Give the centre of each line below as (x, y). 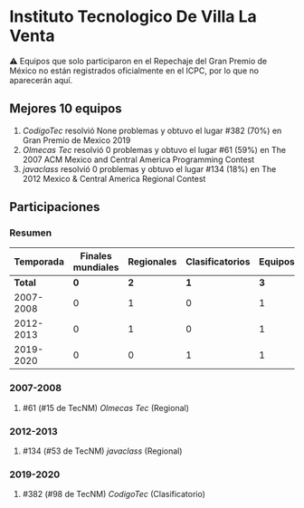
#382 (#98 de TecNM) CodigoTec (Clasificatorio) (114, 494)
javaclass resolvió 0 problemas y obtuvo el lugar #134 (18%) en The (149, 168)
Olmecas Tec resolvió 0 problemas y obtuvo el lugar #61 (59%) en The (154, 149)
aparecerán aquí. (41, 80)
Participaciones (55, 207)
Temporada (39, 262)
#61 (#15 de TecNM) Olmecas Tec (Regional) (106, 407)
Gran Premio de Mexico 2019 (76, 140)
